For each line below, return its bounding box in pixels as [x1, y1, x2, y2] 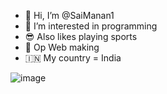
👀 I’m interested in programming [24, 20, 158, 32]
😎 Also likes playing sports [24, 31, 138, 42]
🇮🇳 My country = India [24, 52, 122, 64]
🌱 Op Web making [24, 41, 100, 53]
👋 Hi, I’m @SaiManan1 [24, 10, 115, 21]
